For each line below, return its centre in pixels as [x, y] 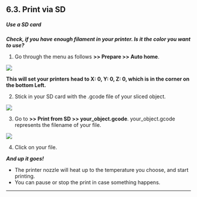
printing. [25, 176]
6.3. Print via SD [36, 10]
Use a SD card [24, 24]
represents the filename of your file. [58, 125]
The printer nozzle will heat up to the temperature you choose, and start [101, 170]
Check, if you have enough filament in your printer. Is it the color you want [98, 39]
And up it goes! [25, 159]
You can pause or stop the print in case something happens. [87, 182]
